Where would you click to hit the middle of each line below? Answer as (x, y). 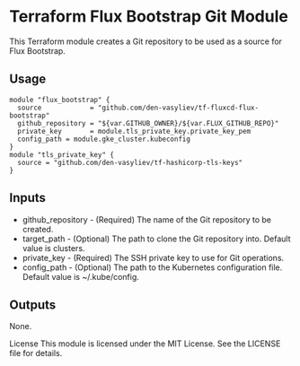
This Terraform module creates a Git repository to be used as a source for (146, 41)
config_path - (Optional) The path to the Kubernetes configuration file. (152, 267)
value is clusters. (53, 248)
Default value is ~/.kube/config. (80, 276)
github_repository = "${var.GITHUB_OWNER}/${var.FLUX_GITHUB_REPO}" (148, 123)
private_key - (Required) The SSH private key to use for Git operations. (153, 257)
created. (38, 229)
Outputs (33, 305)
